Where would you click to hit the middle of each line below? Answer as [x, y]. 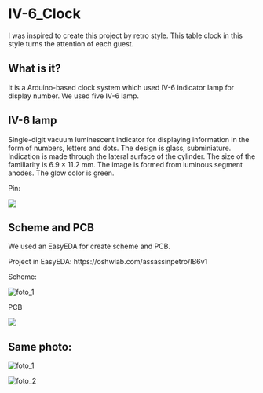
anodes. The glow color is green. [61, 173]
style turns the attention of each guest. [71, 43]
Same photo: [40, 347]
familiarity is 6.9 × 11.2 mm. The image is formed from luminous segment [126, 164]
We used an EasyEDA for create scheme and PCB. [89, 246]
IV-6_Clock [44, 14]
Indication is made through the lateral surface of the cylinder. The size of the [132, 156]
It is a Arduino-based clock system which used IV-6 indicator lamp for [121, 87]
